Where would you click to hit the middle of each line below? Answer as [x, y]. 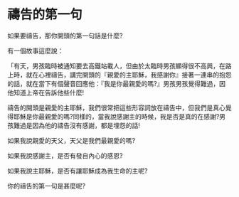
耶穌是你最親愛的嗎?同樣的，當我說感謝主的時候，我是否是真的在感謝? [116, 116]
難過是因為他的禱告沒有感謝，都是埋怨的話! [77, 125]
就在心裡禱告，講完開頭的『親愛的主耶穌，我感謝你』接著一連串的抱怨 [129, 75]
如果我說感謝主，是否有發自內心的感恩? [65, 155]
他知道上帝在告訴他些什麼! [46, 92]
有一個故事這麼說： [36, 50]
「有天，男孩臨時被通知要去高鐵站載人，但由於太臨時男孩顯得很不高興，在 [116, 65]
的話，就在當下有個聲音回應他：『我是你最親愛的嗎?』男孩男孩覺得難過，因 [117, 83]
